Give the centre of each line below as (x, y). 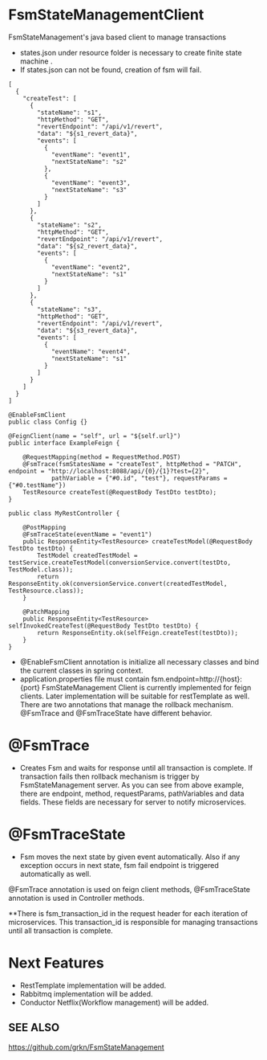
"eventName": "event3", (91, 182)
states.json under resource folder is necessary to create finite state (131, 52)
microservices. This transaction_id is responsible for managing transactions (133, 922)
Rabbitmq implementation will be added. (87, 993)
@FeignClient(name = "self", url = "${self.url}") (95, 436)
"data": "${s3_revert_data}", (87, 330)
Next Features (56, 963)
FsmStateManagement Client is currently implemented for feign (146, 687)
